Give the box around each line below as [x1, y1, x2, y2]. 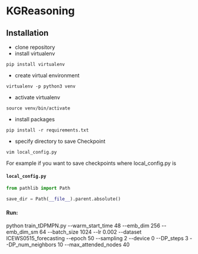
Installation [6, 28, 49, 38]
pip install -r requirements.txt [6, 127, 89, 133]
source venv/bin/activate [6, 105, 70, 111]
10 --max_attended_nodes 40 [57, 241, 130, 248]
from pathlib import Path [6, 186, 70, 192]
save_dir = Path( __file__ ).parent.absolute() [6, 196, 121, 202]
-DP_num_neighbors [6, 241, 56, 248]
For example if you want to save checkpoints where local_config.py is [6, 159, 177, 167]
